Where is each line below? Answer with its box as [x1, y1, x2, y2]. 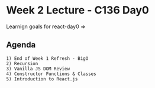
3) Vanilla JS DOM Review [6, 66, 70, 72]
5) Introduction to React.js [6, 76, 78, 82]
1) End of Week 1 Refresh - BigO [6, 55, 89, 62]
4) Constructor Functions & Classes [6, 71, 96, 77]
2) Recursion [6, 60, 38, 66]
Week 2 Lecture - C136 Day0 [6, 4, 149, 17]
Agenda [6, 40, 36, 50]
